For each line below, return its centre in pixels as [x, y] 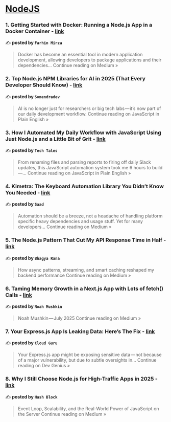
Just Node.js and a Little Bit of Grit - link [56, 139]
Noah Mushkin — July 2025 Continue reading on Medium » [79, 318]
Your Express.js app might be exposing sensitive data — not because [90, 355]
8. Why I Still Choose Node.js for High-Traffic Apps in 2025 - [82, 379]
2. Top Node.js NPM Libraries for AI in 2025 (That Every [75, 79]
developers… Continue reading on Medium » [65, 227]
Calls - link [19, 295]
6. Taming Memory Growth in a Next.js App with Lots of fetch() [84, 288]
